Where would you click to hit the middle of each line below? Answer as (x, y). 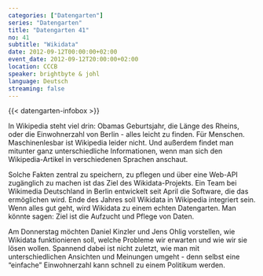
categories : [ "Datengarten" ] (56, 15)
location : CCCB (33, 67)
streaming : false (37, 88)
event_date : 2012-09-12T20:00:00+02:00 (73, 60)
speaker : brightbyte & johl (54, 74)
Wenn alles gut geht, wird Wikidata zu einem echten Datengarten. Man (122, 208)
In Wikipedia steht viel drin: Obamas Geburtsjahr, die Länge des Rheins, (124, 126)
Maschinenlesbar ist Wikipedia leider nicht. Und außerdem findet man (121, 143)
